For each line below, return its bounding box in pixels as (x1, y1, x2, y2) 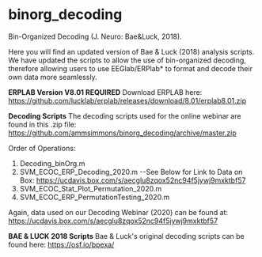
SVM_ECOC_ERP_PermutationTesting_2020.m (19, 192, 170, 202)
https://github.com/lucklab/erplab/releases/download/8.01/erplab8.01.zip (8, 96, 247, 105)
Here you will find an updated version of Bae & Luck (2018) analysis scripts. (8, 47, 255, 56)
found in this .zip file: (8, 119, 77, 129)
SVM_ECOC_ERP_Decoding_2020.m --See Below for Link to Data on (19, 167, 243, 176)
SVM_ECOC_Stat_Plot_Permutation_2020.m (19, 183, 162, 193)
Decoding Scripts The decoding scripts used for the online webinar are (8, 111, 241, 120)
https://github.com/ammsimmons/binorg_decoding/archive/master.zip (8, 128, 237, 138)
